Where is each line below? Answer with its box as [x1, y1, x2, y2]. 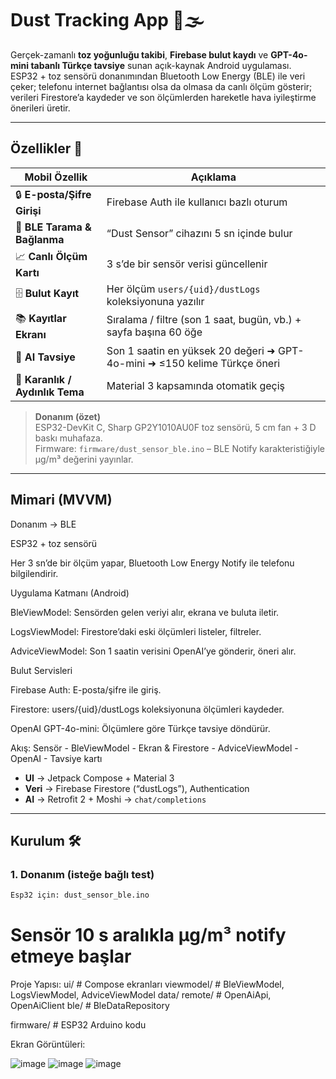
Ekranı [15, 327, 47, 341]
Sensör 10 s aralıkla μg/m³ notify [10, 924, 287, 947]
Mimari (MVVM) [10, 492, 113, 509]
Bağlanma [15, 232, 65, 246]
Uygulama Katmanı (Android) [10, 587, 130, 599]
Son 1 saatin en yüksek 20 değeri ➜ [106, 343, 276, 357]
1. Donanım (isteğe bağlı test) [10, 867, 155, 881]
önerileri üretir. [10, 102, 71, 114]
